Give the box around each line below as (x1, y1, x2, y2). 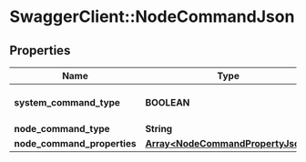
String (145, 123, 173, 135)
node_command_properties (14, 137, 137, 149)
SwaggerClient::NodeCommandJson (9, 6, 295, 27)
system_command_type (14, 96, 121, 108)
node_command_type (14, 123, 111, 135)
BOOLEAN (145, 96, 190, 108)
